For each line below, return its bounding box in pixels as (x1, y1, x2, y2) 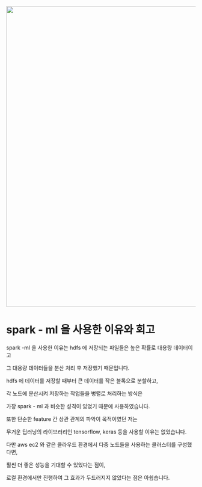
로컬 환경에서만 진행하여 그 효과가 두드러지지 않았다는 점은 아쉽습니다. (6, 474, 170, 481)
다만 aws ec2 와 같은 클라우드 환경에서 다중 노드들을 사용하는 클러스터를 (6, 441, 176, 448)
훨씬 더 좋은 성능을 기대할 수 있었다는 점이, (6, 461, 106, 468)
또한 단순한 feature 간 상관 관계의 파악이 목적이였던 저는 (6, 415, 138, 423)
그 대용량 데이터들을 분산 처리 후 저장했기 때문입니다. (6, 364, 130, 372)
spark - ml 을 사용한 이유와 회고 (6, 323, 155, 337)
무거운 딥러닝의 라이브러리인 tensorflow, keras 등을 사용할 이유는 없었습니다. (6, 428, 187, 435)
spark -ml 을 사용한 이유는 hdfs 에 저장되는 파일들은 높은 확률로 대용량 (6, 344, 173, 351)
